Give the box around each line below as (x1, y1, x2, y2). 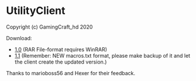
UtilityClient (6, 4, 66, 17)
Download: (6, 34, 32, 41)
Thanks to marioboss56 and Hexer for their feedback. (6, 69, 136, 76)
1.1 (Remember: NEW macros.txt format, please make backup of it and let (14, 52, 191, 59)
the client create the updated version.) (14, 58, 107, 65)
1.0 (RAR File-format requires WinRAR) (14, 45, 107, 53)
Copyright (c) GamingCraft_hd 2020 (6, 23, 93, 30)
